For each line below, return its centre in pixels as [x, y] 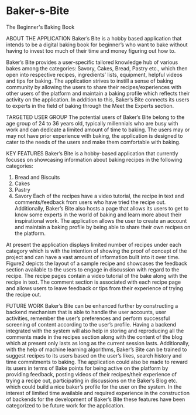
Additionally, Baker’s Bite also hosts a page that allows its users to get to [102, 208]
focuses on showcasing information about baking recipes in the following [94, 159]
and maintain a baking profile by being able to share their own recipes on [102, 227]
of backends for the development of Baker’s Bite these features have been [96, 399]
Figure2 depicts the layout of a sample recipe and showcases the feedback [97, 263]
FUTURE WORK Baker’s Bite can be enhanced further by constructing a [92, 305]
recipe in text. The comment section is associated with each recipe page [94, 282]
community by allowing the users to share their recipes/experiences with [94, 87]
